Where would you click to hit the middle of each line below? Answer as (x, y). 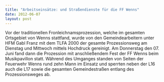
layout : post (18, 19)
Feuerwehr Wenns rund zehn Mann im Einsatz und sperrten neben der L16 (80, 64)
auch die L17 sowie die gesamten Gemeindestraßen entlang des (69, 69)
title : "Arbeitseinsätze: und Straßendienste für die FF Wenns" (72, 10)
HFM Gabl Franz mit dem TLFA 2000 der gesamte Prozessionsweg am (76, 43)
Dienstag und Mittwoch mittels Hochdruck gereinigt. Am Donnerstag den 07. (82, 48)
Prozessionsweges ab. (28, 75)
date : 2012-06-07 (23, 14)
